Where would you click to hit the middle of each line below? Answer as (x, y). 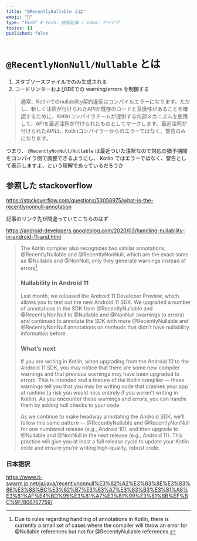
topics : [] (19, 28)
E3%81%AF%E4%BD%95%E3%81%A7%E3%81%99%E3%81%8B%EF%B (97, 496)
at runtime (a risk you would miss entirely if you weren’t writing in (99, 393)
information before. (44, 333)
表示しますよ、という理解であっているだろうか (67, 166)
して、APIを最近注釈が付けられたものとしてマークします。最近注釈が (104, 123)
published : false (27, 34)
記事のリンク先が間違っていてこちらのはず (57, 219)
